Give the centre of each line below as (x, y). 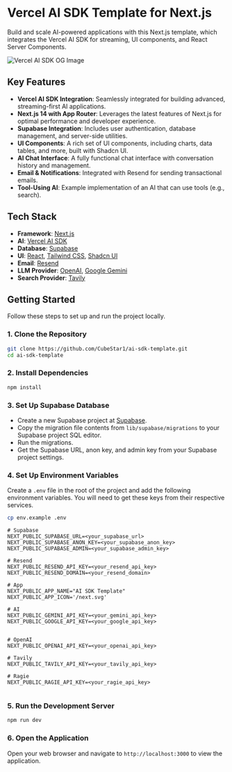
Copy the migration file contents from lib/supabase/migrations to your (118, 427)
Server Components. (37, 47)
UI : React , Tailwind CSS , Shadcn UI (67, 256)
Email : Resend (38, 263)
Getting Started (41, 299)
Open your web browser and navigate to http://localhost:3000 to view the (115, 753)
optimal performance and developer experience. (86, 121)
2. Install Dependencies (48, 373)
